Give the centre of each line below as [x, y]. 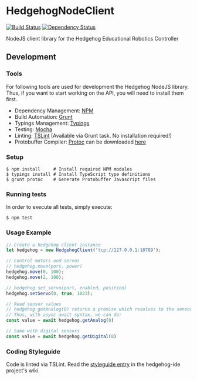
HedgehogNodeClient [60, 11]
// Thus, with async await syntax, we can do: [64, 315]
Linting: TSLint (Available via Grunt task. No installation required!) [93, 135]
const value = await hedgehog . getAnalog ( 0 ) [60, 321]
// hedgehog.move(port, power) [44, 266]
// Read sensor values [34, 304]
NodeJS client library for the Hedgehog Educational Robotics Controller [92, 38]
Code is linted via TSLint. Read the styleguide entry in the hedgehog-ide [93, 364]
